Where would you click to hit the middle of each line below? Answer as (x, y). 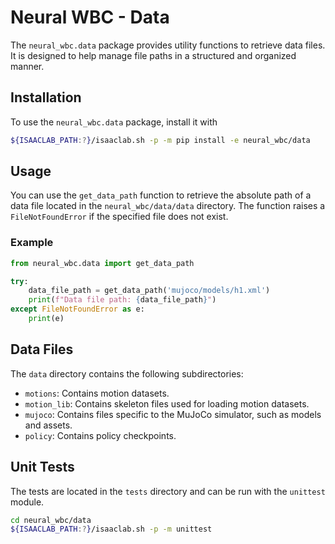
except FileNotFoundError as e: (77, 309)
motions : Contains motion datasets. (97, 393)
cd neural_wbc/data (51, 520)
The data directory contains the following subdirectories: (127, 373)
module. (27, 502)
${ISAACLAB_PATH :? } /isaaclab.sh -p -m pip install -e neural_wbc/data (160, 140)
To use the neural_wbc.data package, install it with (114, 122)
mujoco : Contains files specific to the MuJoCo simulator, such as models (173, 414)
